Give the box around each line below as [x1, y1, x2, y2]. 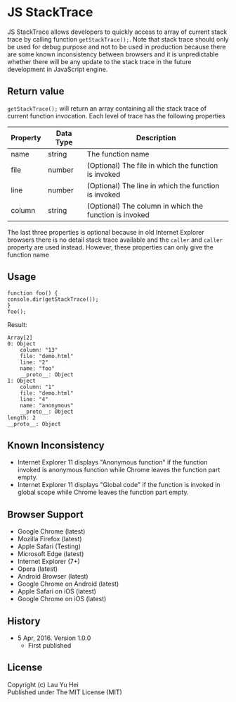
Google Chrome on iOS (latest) [17, 595, 107, 603]
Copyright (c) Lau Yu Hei [7, 680, 79, 689]
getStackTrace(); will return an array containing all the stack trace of [7, 104, 207, 113]
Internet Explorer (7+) [17, 558, 81, 566]
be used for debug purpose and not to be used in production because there [7, 42, 226, 51]
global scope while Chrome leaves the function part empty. [17, 488, 189, 497]
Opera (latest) [17, 565, 58, 573]
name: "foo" [20, 364, 55, 372]
